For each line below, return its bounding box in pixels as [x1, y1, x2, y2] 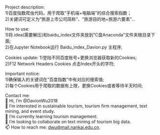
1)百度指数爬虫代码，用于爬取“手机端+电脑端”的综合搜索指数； [5, 10, 132, 16]
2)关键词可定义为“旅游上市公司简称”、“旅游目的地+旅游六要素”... [5, 16, 135, 22]
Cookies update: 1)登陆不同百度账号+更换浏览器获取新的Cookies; [5, 55, 137, 61]
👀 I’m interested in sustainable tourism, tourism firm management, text [5, 103, 148, 109]
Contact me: [5, 93, 31, 98]
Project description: [5, 4, 45, 10]
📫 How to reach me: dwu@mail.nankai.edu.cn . [5, 124, 101, 130]
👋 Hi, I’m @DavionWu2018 [5, 98, 58, 103]
